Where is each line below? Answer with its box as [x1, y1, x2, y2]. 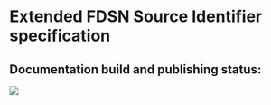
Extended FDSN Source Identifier [9, 6, 263, 27]
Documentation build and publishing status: [9, 62, 262, 77]
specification [9, 25, 111, 46]
